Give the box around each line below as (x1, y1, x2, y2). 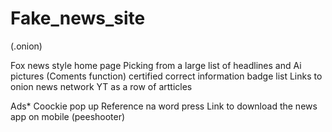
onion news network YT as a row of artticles (10, 80, 193, 92)
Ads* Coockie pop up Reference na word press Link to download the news (10, 100, 318, 112)
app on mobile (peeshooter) (10, 110, 126, 122)
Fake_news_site (10, 7, 146, 30)
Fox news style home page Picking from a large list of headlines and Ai (10, 59, 302, 71)
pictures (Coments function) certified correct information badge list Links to (10, 70, 323, 82)
